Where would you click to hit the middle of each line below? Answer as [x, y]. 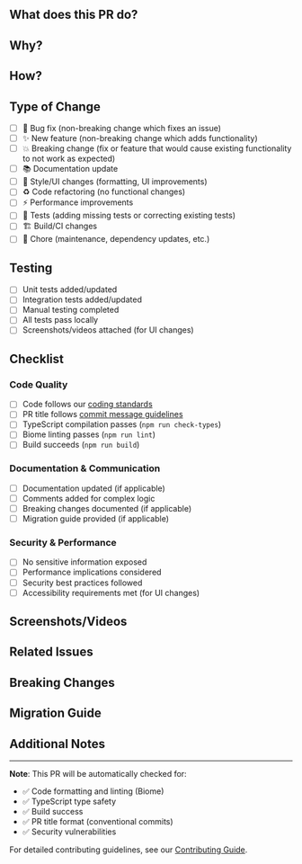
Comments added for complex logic [89, 498]
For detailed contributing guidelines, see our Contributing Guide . [129, 850]
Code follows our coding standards [87, 405]
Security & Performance [63, 543]
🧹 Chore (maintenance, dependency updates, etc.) [116, 239]
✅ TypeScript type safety [69, 802]
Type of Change [55, 107]
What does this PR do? [74, 15]
